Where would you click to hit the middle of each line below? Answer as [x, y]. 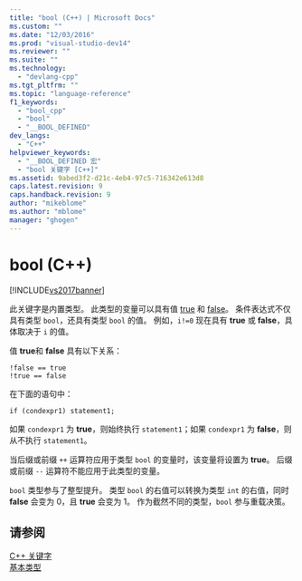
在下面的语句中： [41, 393]
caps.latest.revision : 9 [56, 187]
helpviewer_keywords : [50, 152]
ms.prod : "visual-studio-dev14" [70, 43]
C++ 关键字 [31, 556]
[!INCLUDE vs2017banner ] [57, 290]
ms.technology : [38, 69]
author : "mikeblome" [48, 203]
